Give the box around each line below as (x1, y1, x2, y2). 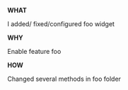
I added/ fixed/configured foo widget (7, 20, 115, 28)
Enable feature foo (7, 47, 62, 55)
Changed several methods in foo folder (7, 74, 122, 83)
